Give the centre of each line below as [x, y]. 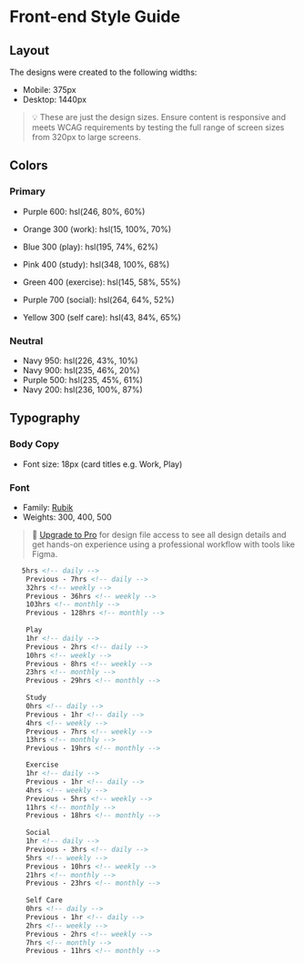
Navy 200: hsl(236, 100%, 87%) [82, 390]
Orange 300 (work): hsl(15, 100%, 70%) [97, 228]
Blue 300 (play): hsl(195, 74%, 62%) [91, 247]
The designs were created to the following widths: [103, 72]
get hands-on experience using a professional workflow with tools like [163, 544]
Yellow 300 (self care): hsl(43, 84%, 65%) [102, 317]
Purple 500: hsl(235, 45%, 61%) [83, 380]
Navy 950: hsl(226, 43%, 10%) [80, 360]
